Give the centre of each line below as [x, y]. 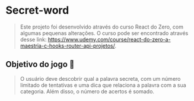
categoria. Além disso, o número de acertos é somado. [87, 91]
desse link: [33, 39]
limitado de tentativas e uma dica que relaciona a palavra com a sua [103, 85]
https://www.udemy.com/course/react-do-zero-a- [109, 39]
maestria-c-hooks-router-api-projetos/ [67, 46]
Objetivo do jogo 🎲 [40, 64]
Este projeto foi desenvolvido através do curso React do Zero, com [101, 27]
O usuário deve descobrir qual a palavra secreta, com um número [100, 78]
